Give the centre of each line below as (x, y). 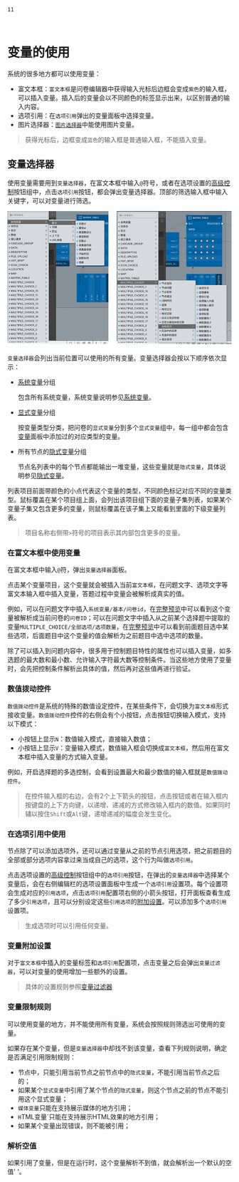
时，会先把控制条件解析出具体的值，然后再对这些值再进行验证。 (101, 669)
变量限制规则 (30, 1007)
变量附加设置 (30, 945)
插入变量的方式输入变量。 (74, 756)
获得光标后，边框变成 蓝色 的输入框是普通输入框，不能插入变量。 (117, 139)
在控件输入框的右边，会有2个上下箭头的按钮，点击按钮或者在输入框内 (127, 796)
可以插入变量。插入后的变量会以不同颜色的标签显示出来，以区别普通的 (121, 98)
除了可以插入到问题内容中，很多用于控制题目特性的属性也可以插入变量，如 (116, 651)
